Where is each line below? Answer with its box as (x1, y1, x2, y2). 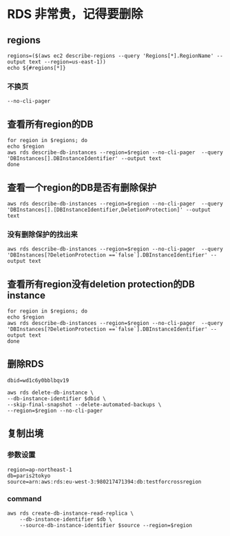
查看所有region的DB (7, 118, 94, 130)
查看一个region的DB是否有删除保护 (7, 181, 157, 193)
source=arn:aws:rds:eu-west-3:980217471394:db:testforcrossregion (7, 478, 202, 485)
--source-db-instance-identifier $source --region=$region (19, 522, 193, 528)
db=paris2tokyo (7, 472, 51, 479)
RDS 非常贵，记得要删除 (7, 6, 143, 22)
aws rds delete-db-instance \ (7, 389, 94, 396)
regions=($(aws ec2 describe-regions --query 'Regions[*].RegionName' (7, 52, 214, 59)
